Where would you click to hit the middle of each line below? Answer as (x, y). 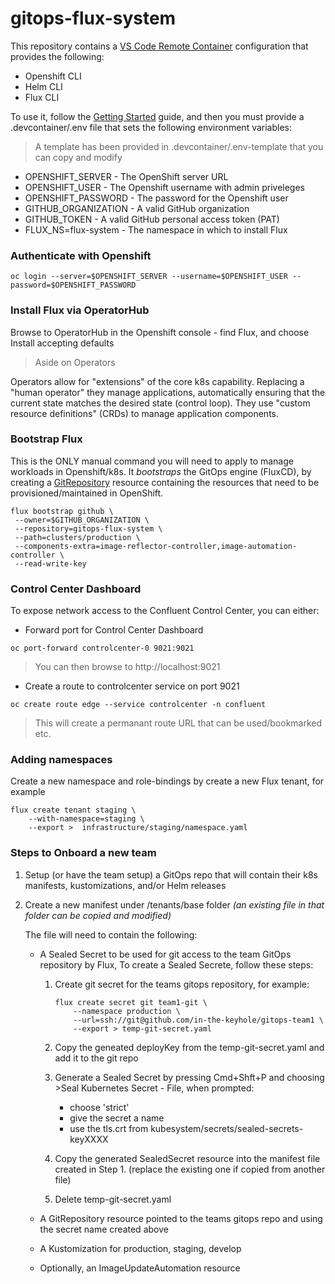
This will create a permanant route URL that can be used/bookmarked (178, 723)
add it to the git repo (96, 1058)
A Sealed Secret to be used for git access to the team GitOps (165, 954)
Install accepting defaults (62, 343)
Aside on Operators (75, 362)
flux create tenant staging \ (73, 810)
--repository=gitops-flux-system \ (88, 528)
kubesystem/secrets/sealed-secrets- (227, 1128)
